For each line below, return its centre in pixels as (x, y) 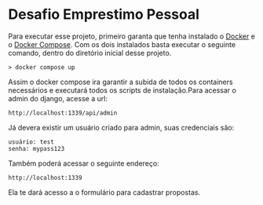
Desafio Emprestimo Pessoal (104, 15)
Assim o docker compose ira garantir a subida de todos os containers (121, 82)
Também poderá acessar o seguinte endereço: (84, 163)
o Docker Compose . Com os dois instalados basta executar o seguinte (122, 44)
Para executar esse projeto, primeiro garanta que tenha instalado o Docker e (131, 36)
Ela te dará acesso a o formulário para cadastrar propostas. (104, 192)
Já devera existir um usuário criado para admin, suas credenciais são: (121, 127)
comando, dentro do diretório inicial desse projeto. (90, 53)
